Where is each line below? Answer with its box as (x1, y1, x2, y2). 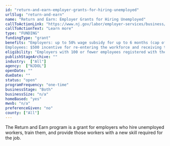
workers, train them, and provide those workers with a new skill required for (5, 129, 163, 135)
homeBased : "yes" (5, 96, 42, 101)
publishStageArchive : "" (5, 54, 58, 59)
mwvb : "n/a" (5, 101, 30, 106)
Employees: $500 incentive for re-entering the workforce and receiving (5, 45, 162, 50)
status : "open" (5, 78, 37, 83)
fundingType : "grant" (5, 36, 51, 41)
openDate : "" (5, 68, 33, 74)
